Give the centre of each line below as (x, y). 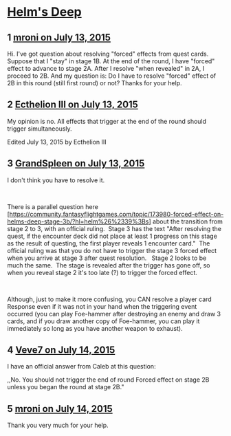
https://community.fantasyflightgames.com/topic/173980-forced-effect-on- (117, 214)
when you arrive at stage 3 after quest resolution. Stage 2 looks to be (107, 258)
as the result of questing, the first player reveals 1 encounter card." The (109, 243)
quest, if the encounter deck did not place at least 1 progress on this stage (112, 236)
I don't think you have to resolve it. (56, 180)
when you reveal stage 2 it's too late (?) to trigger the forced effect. (102, 272)
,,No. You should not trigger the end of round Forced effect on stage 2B (108, 380)
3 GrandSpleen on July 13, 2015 (76, 163)
